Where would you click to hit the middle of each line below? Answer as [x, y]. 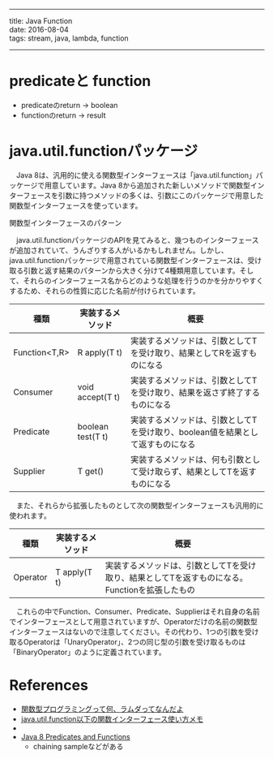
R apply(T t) [100, 352]
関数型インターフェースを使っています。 [76, 205]
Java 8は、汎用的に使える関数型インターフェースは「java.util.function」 [136, 175]
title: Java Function [41, 21]
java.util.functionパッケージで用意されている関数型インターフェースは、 [128, 260]
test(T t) [93, 437]
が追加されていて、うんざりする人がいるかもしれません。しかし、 [119, 250]
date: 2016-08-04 [39, 30]
